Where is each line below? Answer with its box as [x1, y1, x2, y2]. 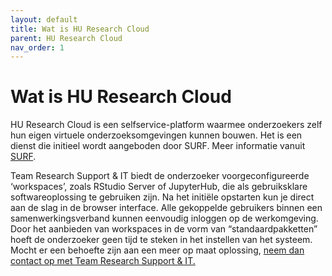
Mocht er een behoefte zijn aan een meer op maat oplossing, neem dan [10, 244, 305, 256]
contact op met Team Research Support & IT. [10, 255, 196, 267]
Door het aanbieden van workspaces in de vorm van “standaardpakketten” [10, 223, 318, 235]
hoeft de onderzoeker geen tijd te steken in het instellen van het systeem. [10, 234, 313, 246]
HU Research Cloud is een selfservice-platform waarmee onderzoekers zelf [10, 119, 323, 131]
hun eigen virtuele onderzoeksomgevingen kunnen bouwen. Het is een [10, 129, 303, 141]
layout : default [10, 14, 78, 25]
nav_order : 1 [10, 42, 65, 53]
